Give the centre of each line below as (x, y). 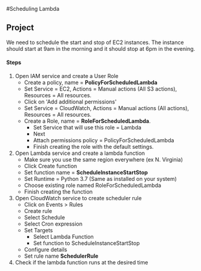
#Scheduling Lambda (33, 9)
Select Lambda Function (63, 237)
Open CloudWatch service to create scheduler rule (78, 198)
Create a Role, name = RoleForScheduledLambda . (87, 121)
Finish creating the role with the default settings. (94, 147)
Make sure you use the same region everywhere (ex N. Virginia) (104, 160)
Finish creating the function (58, 192)
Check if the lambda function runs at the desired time (81, 263)
